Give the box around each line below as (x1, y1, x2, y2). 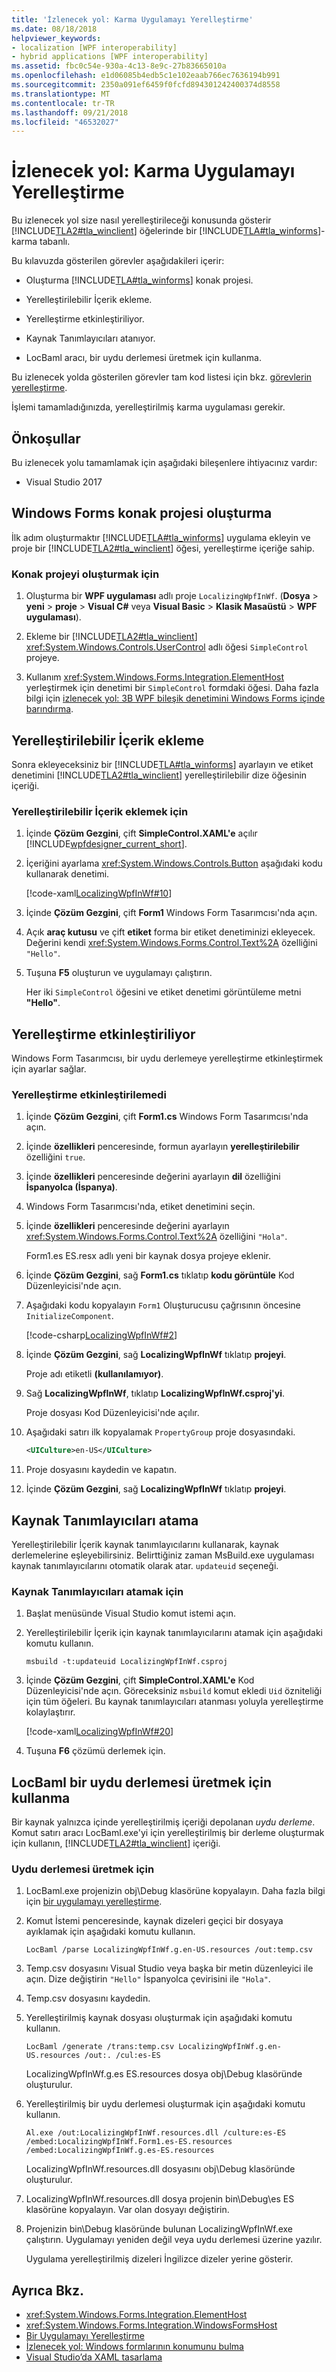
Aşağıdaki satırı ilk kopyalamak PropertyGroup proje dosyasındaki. (25, 1426, 296, 1438)
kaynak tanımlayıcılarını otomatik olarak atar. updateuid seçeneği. (11, 1560, 279, 1572)
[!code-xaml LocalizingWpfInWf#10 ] (25, 887, 173, 900)
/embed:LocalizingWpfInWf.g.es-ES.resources (25, 2146, 215, 2156)
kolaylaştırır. (25, 1706, 76, 1718)
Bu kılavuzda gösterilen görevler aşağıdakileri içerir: (11, 255, 225, 267)
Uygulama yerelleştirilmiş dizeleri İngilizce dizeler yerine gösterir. (25, 2253, 294, 2265)
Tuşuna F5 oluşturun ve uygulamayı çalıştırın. (25, 967, 213, 979)
